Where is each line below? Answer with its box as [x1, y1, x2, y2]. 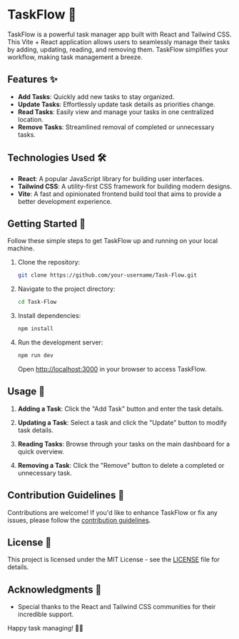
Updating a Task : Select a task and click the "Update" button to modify [17, 418, 227, 426]
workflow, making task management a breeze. [7, 53, 143, 61]
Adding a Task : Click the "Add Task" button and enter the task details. [17, 404, 224, 413]
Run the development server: [17, 338, 103, 347]
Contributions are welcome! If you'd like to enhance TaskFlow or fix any [7, 508, 218, 516]
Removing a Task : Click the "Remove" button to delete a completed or [17, 461, 225, 469]
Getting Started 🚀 [7, 218, 86, 230]
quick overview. [17, 447, 64, 456]
